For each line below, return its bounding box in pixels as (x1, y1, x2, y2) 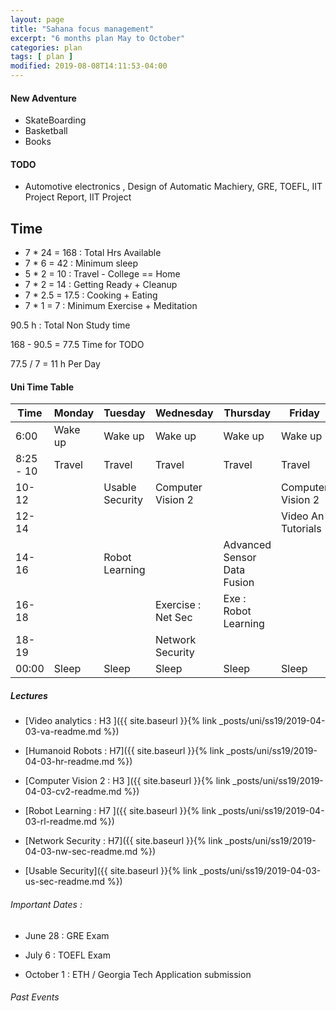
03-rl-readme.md (24, 816, 98, 828)
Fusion (223, 576, 255, 590)
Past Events (10, 991, 60, 1003)
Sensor (223, 551, 257, 565)
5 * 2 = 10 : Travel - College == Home (24, 268, 181, 280)
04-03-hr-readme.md (24, 756, 115, 768)
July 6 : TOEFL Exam (24, 949, 111, 961)
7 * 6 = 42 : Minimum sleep (24, 257, 139, 270)
